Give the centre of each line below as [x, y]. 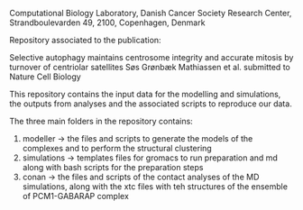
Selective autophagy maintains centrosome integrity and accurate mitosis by [151, 57]
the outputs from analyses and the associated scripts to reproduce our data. [151, 104]
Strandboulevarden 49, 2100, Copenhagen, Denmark [107, 23]
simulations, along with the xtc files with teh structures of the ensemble [155, 187]
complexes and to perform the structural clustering [117, 148]
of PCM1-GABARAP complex [75, 196]
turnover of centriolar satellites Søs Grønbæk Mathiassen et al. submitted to [150, 67]
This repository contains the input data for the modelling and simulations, [145, 94]
